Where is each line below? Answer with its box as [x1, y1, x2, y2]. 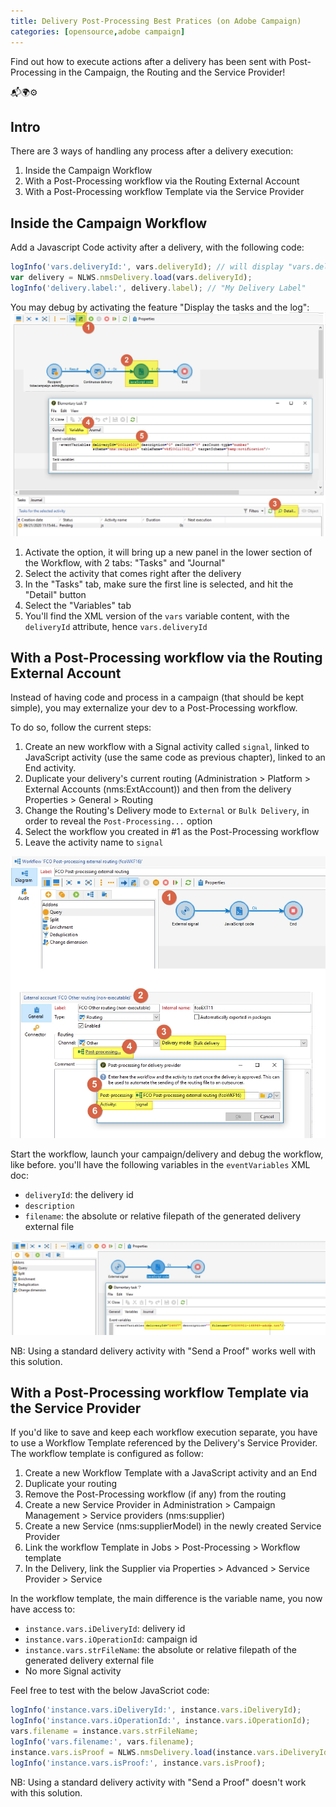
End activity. [24, 762, 77, 774]
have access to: [10, 1603, 76, 1615]
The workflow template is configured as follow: [10, 1448, 204, 1460]
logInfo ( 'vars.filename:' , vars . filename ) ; [10, 1737, 195, 1747]
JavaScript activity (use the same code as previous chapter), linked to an [24, 751, 326, 764]
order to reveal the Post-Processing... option [24, 815, 213, 827]
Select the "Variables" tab [24, 599, 132, 611]
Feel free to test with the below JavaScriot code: [10, 1685, 210, 1697]
